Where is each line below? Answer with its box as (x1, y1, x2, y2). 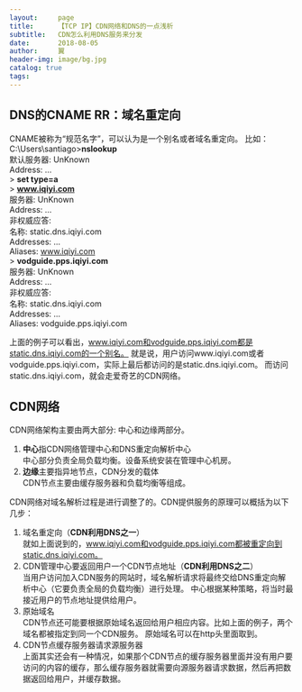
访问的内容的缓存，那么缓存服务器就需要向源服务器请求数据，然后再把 (22, 662, 284, 673)
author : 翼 (9, 47, 65, 56)
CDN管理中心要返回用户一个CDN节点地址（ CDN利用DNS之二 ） (22, 560, 259, 572)
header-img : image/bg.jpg (9, 55, 106, 64)
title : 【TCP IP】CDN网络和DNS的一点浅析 (9, 22, 174, 31)
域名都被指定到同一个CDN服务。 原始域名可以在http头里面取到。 (22, 628, 263, 640)
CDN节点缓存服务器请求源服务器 (22, 640, 143, 651)
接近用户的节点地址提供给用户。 (22, 595, 142, 605)
